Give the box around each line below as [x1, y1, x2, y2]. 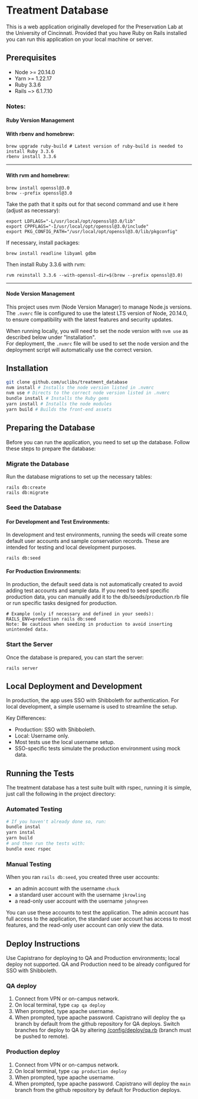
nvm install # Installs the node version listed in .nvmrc [6, 384, 154, 390]
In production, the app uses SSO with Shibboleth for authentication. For [6, 697, 180, 704]
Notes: [6, 102, 26, 110]
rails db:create [6, 484, 46, 491]
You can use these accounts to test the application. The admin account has [6, 909, 189, 916]
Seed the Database [6, 503, 62, 512]
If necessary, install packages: [6, 239, 80, 246]
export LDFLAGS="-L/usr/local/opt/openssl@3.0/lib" [6, 218, 136, 224]
